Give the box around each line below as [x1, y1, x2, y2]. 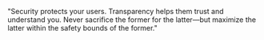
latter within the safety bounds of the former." [7, 24, 158, 32]
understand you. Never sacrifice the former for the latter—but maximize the [7, 15, 257, 24]
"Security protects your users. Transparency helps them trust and [7, 7, 225, 16]
